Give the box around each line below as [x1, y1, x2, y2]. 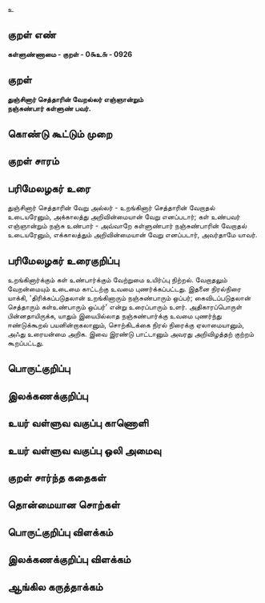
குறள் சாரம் [7, 154, 59, 168]
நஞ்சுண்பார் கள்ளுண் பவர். [7, 103, 91, 113]
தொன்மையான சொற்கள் [7, 498, 121, 512]
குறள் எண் [7, 28, 57, 42]
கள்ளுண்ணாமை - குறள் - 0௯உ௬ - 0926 [7, 49, 133, 59]
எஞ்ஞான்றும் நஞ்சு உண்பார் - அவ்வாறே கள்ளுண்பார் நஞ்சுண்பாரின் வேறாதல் [7, 221, 247, 231]
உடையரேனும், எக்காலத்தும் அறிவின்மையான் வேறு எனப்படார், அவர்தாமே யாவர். [7, 230, 258, 240]
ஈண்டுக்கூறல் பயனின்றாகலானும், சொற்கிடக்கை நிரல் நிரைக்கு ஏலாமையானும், [7, 320, 245, 330]
